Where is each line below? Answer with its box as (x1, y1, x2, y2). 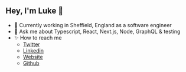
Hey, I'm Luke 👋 (5, 6, 64, 16)
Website (22, 53, 43, 60)
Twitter (22, 41, 41, 48)
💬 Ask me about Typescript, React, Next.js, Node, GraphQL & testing (14, 28, 181, 35)
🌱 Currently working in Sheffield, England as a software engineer (14, 21, 172, 28)
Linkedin (22, 47, 44, 54)
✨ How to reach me (14, 34, 62, 41)
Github (22, 60, 40, 67)
